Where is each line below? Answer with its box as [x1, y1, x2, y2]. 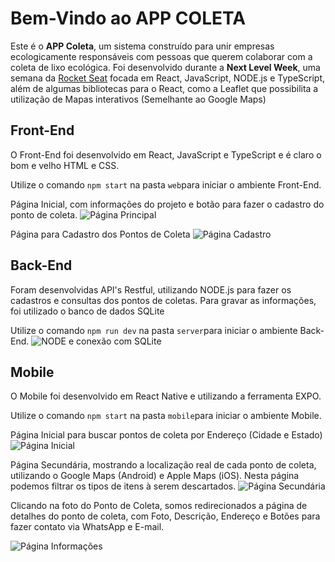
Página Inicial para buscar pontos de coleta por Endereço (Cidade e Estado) [10, 429, 323, 441]
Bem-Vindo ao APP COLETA [10, 7, 247, 30]
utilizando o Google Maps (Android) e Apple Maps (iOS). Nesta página [10, 470, 300, 482]
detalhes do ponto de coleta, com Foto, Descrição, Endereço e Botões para [10, 510, 321, 522]
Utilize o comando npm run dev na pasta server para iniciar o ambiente [10, 324, 298, 336]
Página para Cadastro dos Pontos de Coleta [10, 228, 191, 240]
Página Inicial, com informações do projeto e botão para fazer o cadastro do [10, 198, 325, 210]
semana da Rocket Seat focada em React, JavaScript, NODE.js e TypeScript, [10, 72, 326, 84]
